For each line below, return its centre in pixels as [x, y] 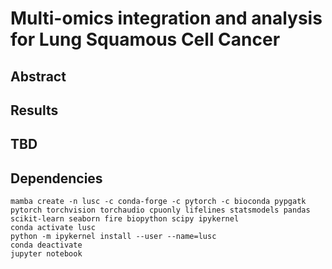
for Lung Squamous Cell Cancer [145, 39]
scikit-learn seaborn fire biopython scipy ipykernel [125, 219]
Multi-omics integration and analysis [166, 18]
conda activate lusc [53, 228]
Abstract [38, 76]
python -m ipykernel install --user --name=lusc [113, 237]
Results [34, 110]
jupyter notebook [46, 254]
